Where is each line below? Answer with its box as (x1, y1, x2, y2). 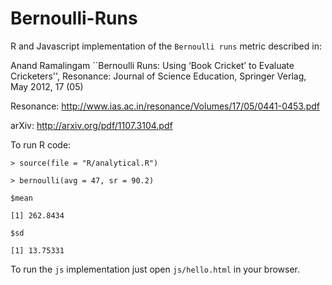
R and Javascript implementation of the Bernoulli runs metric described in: (10, 40, 322, 52)
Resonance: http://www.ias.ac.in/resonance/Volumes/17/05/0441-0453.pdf (10, 100, 321, 112)
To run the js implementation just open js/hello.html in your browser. (10, 263, 301, 275)
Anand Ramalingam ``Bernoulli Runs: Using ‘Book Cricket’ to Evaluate (10, 59, 295, 71)
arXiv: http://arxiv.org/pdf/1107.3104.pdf (10, 119, 173, 131)
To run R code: (10, 138, 72, 151)
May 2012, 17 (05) (10, 80, 84, 92)
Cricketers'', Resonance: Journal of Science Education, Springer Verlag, (10, 70, 307, 82)
